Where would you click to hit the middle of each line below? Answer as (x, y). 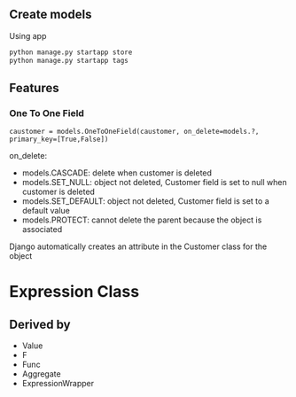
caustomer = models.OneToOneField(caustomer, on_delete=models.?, (134, 132)
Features (34, 88)
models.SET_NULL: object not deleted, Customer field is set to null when (154, 183)
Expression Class (74, 292)
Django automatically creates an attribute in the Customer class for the (138, 246)
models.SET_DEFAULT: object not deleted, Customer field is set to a (146, 201)
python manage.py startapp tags (69, 60)
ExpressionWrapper (58, 384)
